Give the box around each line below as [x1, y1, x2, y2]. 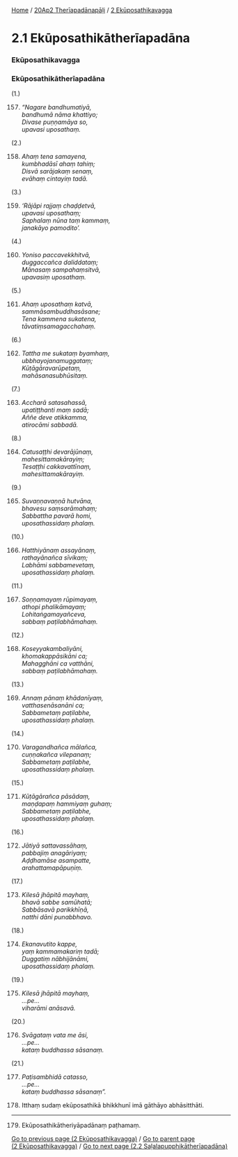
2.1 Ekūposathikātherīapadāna [11, 31, 191, 46]
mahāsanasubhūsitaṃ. [21, 371, 88, 380]
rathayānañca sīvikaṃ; [21, 553, 88, 562]
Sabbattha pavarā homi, [21, 512, 93, 520]
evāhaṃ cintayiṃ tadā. [21, 174, 88, 183]
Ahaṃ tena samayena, [21, 153, 88, 161]
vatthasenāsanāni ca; [21, 701, 85, 710]
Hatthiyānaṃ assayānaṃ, [21, 546, 97, 555]
